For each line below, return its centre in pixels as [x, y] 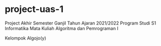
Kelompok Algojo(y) [25, 38]
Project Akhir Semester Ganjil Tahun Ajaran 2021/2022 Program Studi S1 [81, 23]
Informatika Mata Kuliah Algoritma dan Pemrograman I [61, 28]
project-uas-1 [34, 9]
